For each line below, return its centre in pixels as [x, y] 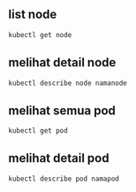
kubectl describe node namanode [68, 83]
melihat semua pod [62, 110]
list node [33, 15]
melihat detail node [62, 62]
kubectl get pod [38, 131]
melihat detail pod [59, 158]
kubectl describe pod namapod [64, 179]
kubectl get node [40, 35]
